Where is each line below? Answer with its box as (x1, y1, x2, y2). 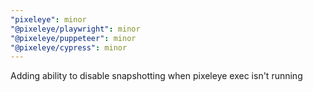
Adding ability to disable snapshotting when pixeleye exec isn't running (10, 70, 303, 82)
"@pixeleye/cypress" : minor (10, 42, 128, 53)
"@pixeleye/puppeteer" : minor (10, 33, 137, 43)
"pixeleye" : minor (10, 14, 87, 25)
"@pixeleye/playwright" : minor (10, 24, 141, 34)
